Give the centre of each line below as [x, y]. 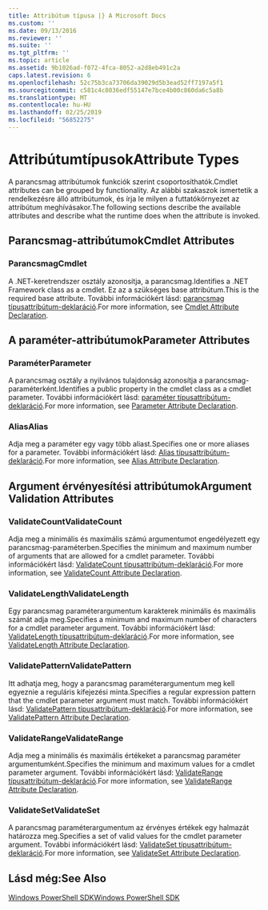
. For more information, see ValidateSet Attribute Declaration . [142, 853]
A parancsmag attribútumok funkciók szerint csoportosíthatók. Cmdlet [123, 182]
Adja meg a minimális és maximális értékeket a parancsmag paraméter [125, 756]
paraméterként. [34, 389]
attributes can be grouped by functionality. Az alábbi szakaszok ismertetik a [133, 190]
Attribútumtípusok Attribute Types [124, 160]
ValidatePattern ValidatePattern [70, 666]
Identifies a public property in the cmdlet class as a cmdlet [155, 389]
